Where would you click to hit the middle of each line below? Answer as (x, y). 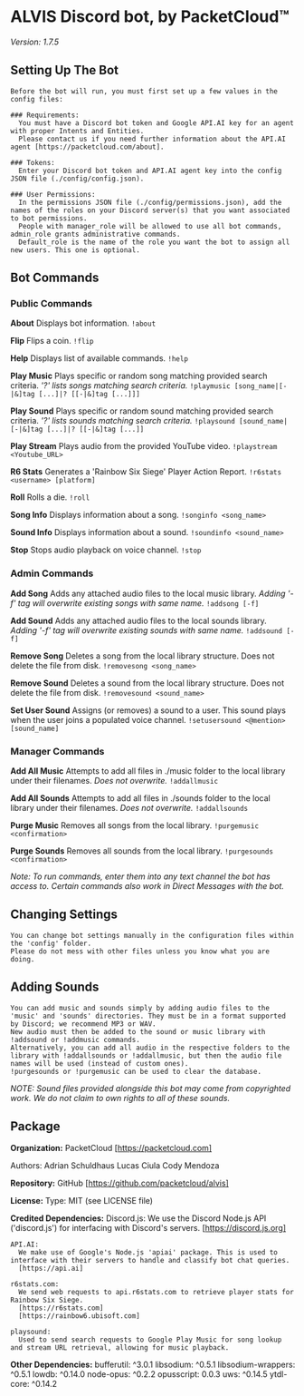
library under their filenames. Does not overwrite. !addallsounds (129, 808)
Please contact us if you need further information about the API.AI (152, 139)
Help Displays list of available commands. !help (100, 358)
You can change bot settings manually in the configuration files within (152, 935)
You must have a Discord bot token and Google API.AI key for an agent (157, 123)
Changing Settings (64, 915)
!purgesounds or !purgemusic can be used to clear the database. (136, 1071)
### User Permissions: (53, 194)
